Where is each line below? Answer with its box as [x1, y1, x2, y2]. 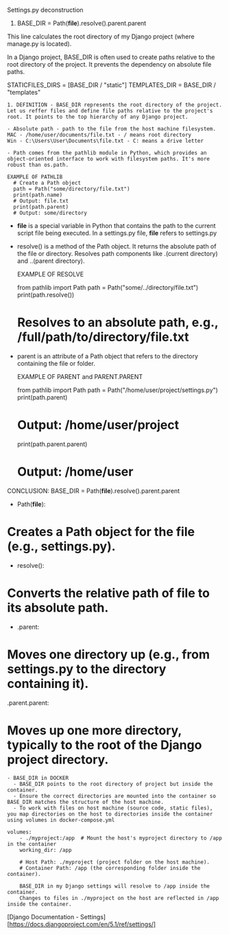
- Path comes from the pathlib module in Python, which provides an [7, 150, 207, 157]
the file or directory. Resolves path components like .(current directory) [16, 250, 218, 257]
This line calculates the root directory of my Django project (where [7, 32, 195, 41]
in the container [7, 840, 57, 847]
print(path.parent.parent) [16, 439, 88, 448]
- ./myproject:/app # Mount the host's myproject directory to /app [19, 834, 223, 842]
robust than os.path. [7, 161, 69, 168]
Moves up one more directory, [7, 722, 182, 738]
